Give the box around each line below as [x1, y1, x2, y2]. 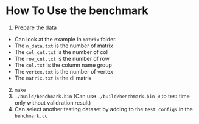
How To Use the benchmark [5, 4, 148, 18]
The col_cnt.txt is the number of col [14, 48, 108, 55]
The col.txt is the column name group [14, 61, 112, 69]
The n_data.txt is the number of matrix [14, 42, 113, 49]
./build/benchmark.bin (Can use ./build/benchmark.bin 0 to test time [14, 92, 190, 100]
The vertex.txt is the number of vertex [14, 67, 113, 75]
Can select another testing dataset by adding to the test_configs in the [14, 105, 193, 112]
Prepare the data [14, 24, 57, 31]
